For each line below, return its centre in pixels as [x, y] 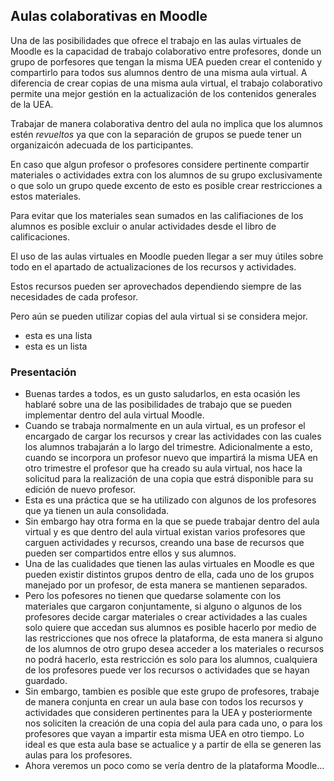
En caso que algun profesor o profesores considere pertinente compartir [160, 164]
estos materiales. [46, 196]
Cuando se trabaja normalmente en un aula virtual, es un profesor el [165, 426]
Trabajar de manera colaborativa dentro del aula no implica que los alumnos [166, 123]
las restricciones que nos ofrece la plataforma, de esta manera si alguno [173, 638]
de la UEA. [32, 104]
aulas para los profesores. [78, 755]
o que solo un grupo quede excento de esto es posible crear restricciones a [166, 185]
